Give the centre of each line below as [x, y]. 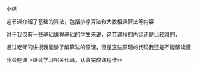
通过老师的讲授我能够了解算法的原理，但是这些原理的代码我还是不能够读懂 [98, 47]
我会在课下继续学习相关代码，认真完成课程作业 [64, 60]
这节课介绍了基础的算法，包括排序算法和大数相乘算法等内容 [80, 22]
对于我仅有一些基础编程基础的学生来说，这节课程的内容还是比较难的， [93, 34]
